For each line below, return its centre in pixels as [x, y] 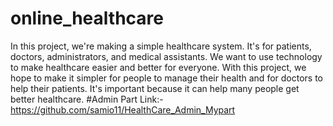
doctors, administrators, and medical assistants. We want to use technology [166, 56]
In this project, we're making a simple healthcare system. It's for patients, [161, 46]
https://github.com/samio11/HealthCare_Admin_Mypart [123, 109]
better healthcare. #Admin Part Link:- [87, 99]
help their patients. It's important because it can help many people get [155, 88]
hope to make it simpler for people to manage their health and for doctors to [166, 78]
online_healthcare [87, 18]
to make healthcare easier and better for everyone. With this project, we [158, 67]
